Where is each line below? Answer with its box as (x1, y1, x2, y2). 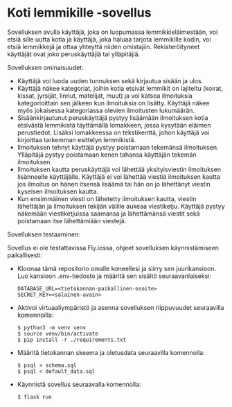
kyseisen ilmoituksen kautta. (17, 187, 99, 196)
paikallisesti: (7, 251, 43, 259)
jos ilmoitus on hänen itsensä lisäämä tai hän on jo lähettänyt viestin (17, 180, 211, 188)
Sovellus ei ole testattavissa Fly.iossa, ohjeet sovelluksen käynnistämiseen (7, 243, 220, 252)
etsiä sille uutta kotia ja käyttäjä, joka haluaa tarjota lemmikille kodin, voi (7, 35, 211, 43)
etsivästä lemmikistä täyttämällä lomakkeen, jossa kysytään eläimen (17, 121, 211, 129)
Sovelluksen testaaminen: (7, 230, 81, 239)
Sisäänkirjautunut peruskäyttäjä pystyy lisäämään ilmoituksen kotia (17, 113, 208, 122)
